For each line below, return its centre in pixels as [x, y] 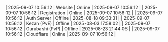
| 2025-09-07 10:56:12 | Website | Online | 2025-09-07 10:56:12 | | [74, 8]
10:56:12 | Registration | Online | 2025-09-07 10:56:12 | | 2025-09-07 [91, 13]
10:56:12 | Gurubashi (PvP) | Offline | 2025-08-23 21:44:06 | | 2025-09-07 [83, 29]
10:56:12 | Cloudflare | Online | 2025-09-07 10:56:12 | [61, 34]
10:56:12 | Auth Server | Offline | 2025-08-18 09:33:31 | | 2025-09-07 [77, 18]
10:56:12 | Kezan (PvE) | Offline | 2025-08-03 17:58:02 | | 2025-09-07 [78, 23]
